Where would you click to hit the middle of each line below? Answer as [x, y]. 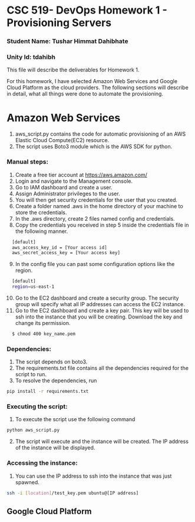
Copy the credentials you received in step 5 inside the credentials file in [102, 225]
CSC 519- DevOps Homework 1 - [87, 10]
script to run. [31, 375]
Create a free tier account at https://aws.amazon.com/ [81, 175]
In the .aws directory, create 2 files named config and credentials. [95, 218]
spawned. [27, 482]
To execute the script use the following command [75, 419]
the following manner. [42, 231]
